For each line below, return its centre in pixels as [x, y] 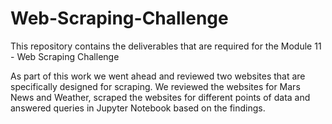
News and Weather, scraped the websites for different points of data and [160, 97]
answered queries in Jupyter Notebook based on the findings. [138, 108]
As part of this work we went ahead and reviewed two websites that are [158, 76]
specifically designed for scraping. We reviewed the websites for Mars [155, 86]
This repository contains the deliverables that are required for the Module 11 [166, 46]
